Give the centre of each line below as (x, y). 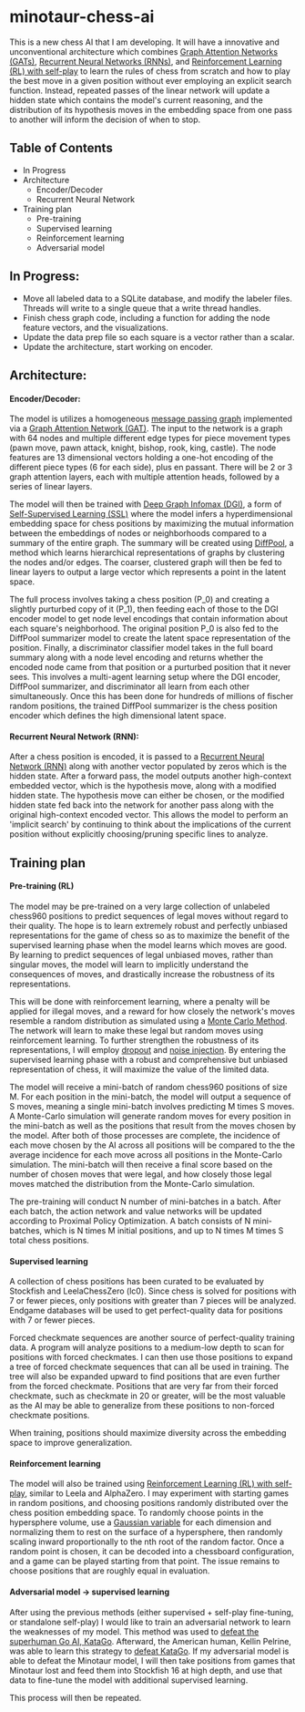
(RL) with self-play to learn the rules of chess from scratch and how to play (150, 71)
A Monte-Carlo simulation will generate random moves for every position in (150, 1116)
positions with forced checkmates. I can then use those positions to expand (151, 1357)
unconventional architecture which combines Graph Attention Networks (144, 51)
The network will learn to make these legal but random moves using (137, 1030)
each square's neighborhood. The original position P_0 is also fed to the (144, 629)
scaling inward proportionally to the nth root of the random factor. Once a (147, 1542)
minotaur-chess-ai (82, 17)
